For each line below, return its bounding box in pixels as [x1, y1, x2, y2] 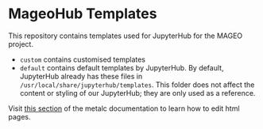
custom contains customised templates [19, 55, 145, 64]
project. [8, 39, 34, 48]
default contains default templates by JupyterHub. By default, [19, 63, 224, 72]
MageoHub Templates [8, 5, 157, 23]
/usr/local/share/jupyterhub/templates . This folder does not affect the [19, 80, 255, 89]
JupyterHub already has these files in [19, 71, 143, 81]
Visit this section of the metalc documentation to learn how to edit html [8, 104, 240, 113]
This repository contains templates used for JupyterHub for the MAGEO [8, 31, 243, 40]
